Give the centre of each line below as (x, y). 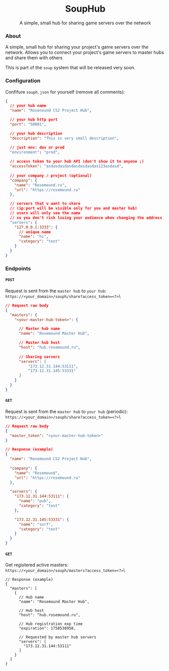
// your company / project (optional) (51, 175)
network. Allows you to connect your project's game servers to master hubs (84, 52)
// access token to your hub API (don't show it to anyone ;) (77, 162)
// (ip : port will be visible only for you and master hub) (74, 208)
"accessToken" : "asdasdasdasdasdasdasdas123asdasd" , (67, 166)
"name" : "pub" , (35, 501)
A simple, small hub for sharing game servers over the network (85, 23)
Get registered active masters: (37, 565)
